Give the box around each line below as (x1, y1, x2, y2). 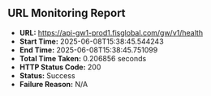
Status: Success (19, 70, 75, 80)
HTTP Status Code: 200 (19, 62, 101, 72)
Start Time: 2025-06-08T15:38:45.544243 (19, 36, 164, 46)
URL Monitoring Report (7, 6, 127, 20)
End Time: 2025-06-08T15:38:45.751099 (19, 44, 158, 55)
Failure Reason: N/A (19, 79, 88, 89)
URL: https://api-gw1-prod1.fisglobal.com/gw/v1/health (19, 27, 204, 37)
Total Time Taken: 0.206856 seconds (19, 53, 147, 63)
